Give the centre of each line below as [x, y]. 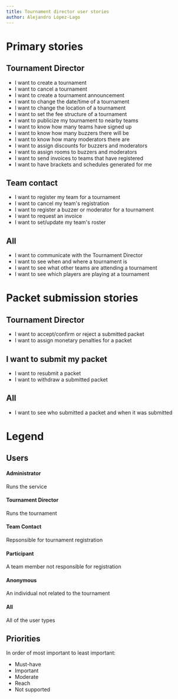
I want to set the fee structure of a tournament [71, 114]
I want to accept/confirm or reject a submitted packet [79, 334]
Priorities [23, 638]
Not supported [32, 690]
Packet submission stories [72, 298]
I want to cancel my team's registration [62, 203]
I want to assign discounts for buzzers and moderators [81, 145]
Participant [20, 553]
